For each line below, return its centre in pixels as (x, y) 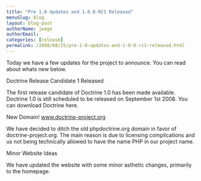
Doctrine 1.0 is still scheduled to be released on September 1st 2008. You (97, 99)
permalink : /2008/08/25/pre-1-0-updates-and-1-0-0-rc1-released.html (96, 46)
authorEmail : (23, 34)
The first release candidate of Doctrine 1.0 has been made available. (91, 92)
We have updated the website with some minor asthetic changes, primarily (99, 165)
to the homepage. (28, 171)
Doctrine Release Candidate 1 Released (55, 81)
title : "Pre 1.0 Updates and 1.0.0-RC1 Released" (70, 12)
